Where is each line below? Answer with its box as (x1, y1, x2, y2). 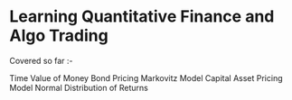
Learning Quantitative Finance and (9, 6, 275, 27)
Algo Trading (9, 25, 108, 46)
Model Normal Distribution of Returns (9, 82, 149, 93)
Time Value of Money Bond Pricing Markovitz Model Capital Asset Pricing (9, 72, 283, 83)
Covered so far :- (9, 55, 74, 66)
